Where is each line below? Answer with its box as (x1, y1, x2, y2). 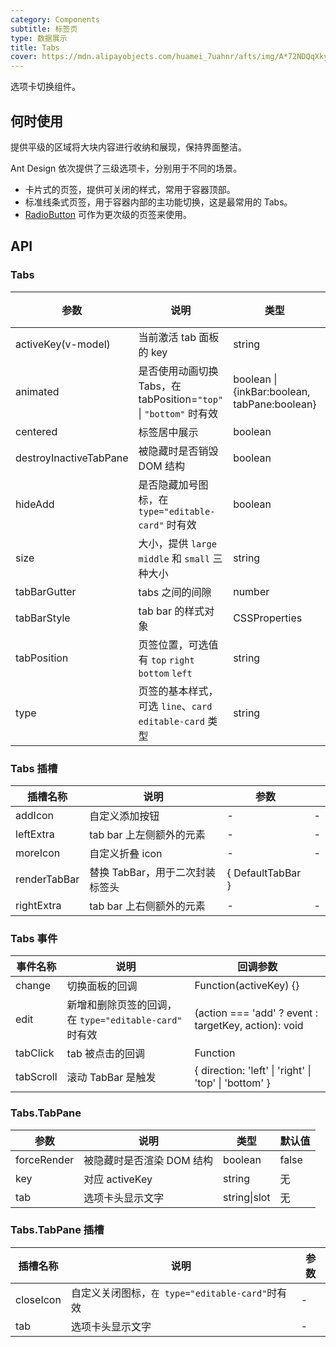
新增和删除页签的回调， (66, 998, 178, 1012)
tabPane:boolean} (233, 397, 317, 411)
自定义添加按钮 (89, 809, 160, 823)
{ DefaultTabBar (226, 866, 302, 880)
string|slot (223, 1190, 271, 1204)
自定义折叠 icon (89, 846, 163, 860)
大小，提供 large (138, 536, 217, 550)
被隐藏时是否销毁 (138, 444, 219, 458)
